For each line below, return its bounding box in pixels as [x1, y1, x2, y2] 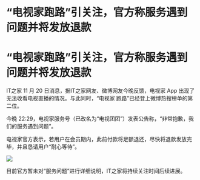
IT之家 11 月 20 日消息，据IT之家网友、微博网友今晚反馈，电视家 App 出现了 [6, 87, 195, 95]
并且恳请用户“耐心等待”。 [16, 143, 81, 150]
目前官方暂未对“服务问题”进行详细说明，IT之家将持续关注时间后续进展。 [6, 167, 186, 175]
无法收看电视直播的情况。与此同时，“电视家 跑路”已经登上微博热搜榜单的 [6, 95, 188, 102]
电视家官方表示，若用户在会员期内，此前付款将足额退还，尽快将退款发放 [6, 136, 187, 143]
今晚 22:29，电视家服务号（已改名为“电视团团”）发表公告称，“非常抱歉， [6, 115, 189, 122]
